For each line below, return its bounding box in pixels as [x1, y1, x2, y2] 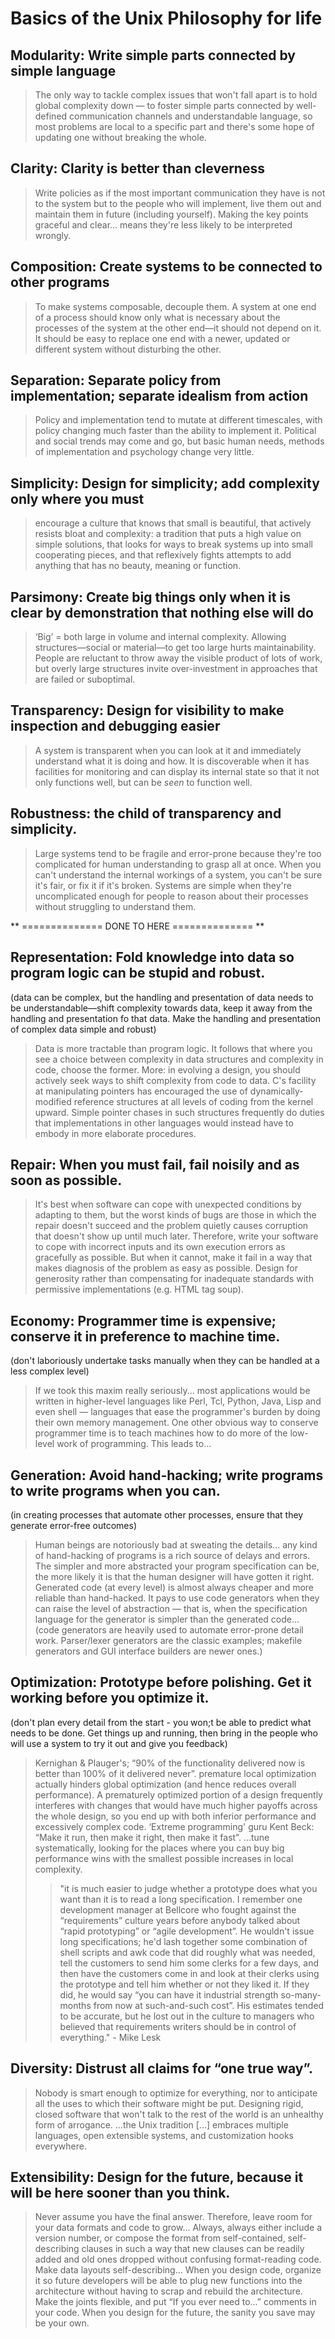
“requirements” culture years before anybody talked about [59, 1914, 301, 1926]
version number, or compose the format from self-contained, [34, 2232, 286, 2244]
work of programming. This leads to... [56, 1438, 212, 1450]
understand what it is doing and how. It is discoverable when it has [34, 755, 310, 767]
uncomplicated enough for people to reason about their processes [34, 890, 309, 902]
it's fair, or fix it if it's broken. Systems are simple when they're [34, 879, 292, 891]
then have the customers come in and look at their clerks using [59, 1967, 320, 1979]
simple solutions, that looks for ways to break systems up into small [34, 538, 313, 551]
